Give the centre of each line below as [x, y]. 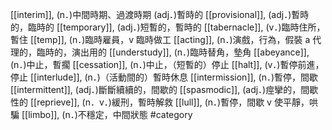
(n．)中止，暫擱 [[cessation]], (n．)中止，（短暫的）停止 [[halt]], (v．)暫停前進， [167, 64]
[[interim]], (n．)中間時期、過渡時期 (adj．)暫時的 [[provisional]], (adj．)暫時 [160, 14]
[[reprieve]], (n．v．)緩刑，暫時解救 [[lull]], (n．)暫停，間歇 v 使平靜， [169, 102]
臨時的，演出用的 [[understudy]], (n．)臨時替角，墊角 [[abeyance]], [173, 52]
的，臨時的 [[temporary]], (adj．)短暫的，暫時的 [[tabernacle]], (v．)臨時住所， [168, 27]
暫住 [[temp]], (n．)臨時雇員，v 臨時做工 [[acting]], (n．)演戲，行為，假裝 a [160, 39]
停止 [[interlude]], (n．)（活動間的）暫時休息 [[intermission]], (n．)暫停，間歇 [164, 77]
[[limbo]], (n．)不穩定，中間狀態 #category [107, 114]
